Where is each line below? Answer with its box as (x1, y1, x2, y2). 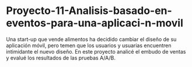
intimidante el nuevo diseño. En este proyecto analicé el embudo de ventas (6, 48, 186, 55)
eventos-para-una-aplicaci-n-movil (6, 16, 184, 30)
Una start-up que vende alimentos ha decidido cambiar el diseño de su (6, 36, 177, 43)
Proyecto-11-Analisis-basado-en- (6, 4, 172, 17)
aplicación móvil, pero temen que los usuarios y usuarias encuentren (6, 42, 172, 49)
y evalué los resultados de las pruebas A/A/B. (6, 54, 116, 61)
